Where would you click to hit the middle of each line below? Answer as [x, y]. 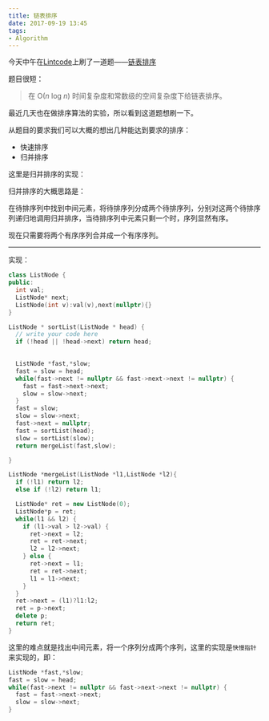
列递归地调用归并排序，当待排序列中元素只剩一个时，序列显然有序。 [120, 218]
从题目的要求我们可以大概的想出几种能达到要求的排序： [99, 130]
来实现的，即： [33, 657]
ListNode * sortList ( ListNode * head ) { [77, 327]
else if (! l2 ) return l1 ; [59, 490]
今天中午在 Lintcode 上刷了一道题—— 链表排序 [82, 62]
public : [21, 283]
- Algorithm [28, 38]
